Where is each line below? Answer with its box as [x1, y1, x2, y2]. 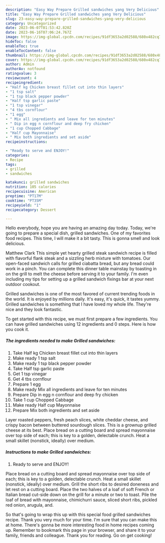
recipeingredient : [5, 80, 43, 85]
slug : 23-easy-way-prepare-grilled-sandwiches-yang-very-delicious [5, 16, 146, 21]
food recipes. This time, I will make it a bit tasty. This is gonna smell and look [5, 235, 160, 241]
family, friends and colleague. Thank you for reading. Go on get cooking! [5, 533, 152, 539]
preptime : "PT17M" [5, 194, 43, 199]
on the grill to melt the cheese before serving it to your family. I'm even [5, 271, 148, 277]
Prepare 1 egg [12, 381, 41, 388]
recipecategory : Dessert [5, 207, 56, 212]
